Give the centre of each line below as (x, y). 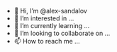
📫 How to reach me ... (47, 41)
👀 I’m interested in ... (44, 18)
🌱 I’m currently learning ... (52, 26)
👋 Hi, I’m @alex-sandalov (50, 11)
